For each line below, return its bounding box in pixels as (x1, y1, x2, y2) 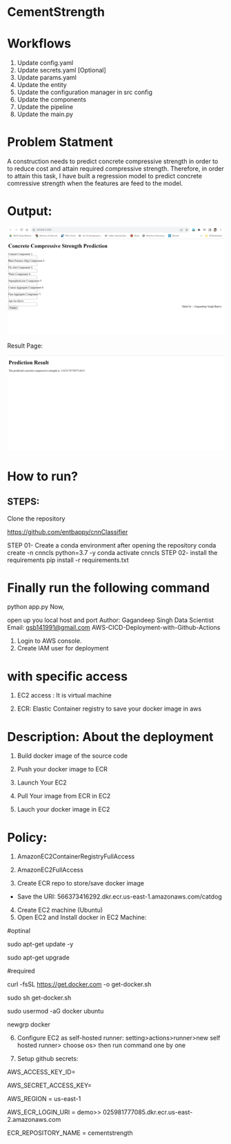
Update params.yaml (17, 73, 77, 82)
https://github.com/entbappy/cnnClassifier (7, 527, 128, 536)
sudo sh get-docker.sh (7, 993, 72, 1002)
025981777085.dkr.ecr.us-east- (102, 1108, 193, 1116)
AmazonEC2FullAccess (17, 865, 84, 874)
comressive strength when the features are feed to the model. (7, 179, 183, 187)
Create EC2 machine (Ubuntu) (17, 906, 103, 915)
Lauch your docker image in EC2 (17, 805, 110, 814)
